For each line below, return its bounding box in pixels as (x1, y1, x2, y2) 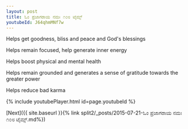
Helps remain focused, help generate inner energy (6, 47, 127, 54)
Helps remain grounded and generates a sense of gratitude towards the (6, 69, 179, 76)
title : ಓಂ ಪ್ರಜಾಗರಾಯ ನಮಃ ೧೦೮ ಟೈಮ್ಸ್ (6, 14, 83, 20)
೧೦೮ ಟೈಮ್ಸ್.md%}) (6, 116, 46, 123)
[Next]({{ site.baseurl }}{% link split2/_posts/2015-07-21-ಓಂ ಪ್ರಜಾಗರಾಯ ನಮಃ (6, 109, 182, 117)
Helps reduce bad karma (6, 87, 66, 94)
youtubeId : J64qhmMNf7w (6, 19, 64, 25)
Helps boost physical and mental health (6, 58, 101, 65)
